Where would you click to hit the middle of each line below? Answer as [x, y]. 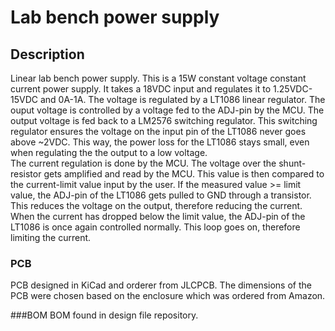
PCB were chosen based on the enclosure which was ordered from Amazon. [168, 296]
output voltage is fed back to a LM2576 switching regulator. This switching [164, 120]
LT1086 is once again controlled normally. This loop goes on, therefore [155, 227]
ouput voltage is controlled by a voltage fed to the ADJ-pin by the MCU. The [167, 110]
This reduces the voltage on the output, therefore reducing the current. [156, 205]
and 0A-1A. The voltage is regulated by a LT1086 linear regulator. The [182, 99]
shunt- [292, 163]
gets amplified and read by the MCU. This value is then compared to [184, 174]
